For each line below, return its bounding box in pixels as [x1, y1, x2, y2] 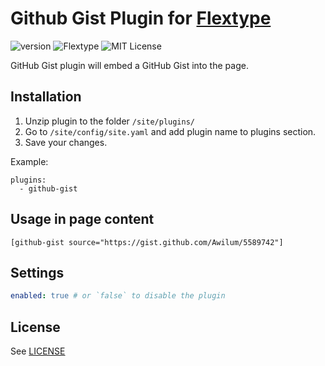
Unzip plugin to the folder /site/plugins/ [24, 115, 196, 127]
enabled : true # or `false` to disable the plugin [10, 291, 226, 301]
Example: [10, 155, 49, 167]
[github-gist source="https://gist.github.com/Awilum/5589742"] [10, 237, 284, 247]
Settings [10, 264, 65, 281]
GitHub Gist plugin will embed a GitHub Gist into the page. [10, 59, 249, 71]
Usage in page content [10, 211, 155, 228]
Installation [10, 88, 82, 106]
